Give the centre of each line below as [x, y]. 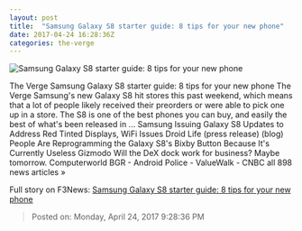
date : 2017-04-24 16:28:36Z [62, 34]
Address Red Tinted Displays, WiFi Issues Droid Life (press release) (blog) [146, 134]
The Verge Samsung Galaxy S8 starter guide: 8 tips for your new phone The [150, 86]
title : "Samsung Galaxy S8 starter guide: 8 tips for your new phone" [146, 26]
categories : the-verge [52, 43]
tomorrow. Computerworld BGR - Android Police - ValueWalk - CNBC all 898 [151, 162]
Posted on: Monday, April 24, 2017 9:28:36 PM [118, 217]
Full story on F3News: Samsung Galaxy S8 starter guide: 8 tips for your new [150, 189]
